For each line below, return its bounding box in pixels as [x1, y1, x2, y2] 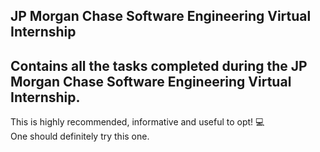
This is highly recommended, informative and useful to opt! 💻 [10, 116, 265, 128]
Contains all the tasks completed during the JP [10, 57, 308, 74]
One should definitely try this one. [10, 130, 150, 143]
